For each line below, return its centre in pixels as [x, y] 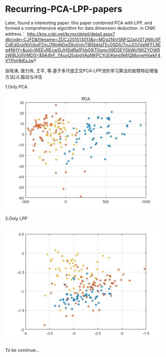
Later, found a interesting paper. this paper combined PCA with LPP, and [79, 23]
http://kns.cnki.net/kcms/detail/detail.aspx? [71, 34]
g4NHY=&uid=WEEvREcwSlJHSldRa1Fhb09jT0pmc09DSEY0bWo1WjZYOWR [83, 50]
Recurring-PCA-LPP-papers [64, 9]
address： [16, 34]
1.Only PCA [16, 87]
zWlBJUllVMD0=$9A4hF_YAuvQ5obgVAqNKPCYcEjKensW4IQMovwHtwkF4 [83, 55]
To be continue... [22, 350]
